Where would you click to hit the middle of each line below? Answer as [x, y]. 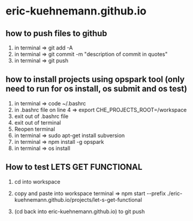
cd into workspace [37, 181]
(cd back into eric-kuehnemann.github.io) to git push [79, 211]
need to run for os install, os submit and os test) [96, 89]
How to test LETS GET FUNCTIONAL [74, 167]
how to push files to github [56, 33]
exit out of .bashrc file [41, 116]
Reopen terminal [34, 129]
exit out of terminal [37, 122]
